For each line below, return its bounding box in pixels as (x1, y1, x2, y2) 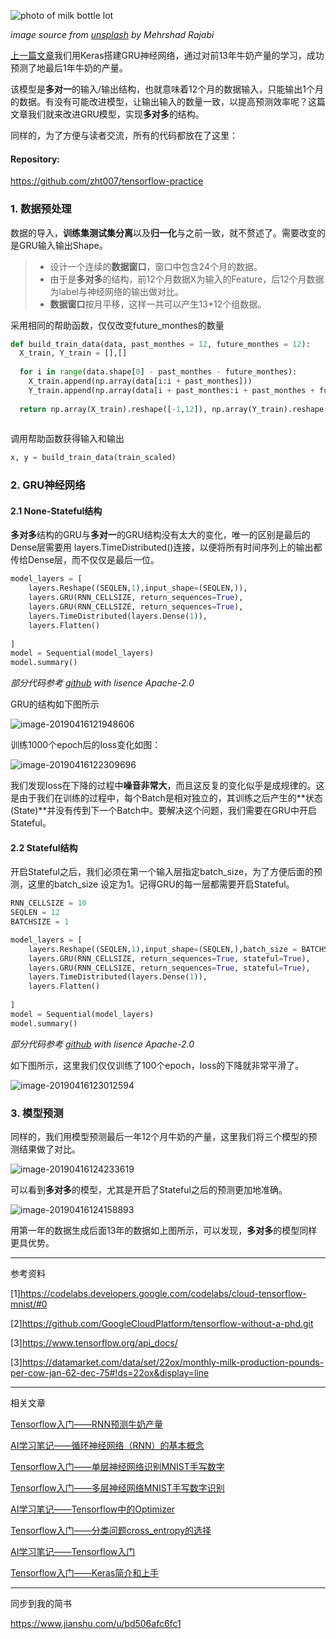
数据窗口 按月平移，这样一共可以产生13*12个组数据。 (49, 298, 267, 310)
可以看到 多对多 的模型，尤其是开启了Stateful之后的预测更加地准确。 (10, 1184, 288, 1195)
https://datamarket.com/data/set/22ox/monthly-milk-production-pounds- (21, 1356, 325, 1368)
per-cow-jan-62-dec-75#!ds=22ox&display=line (10, 1367, 210, 1379)
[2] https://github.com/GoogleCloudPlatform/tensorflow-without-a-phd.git (10, 1318, 314, 1329)
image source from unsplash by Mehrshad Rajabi (10, 29, 215, 40)
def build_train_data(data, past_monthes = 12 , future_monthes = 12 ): (10, 339, 311, 349)
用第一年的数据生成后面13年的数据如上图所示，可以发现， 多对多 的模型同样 (10, 1225, 318, 1236)
